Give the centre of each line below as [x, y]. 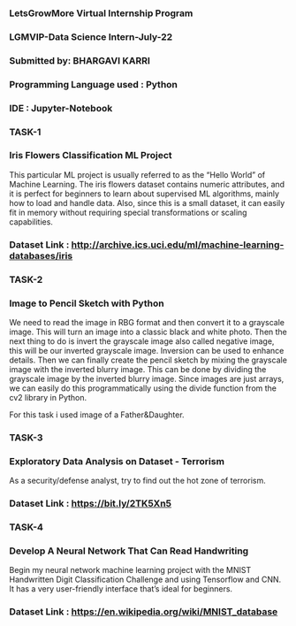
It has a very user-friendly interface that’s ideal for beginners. [121, 589]
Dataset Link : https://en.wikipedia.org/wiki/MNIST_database [144, 612]
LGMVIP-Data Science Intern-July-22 [91, 36]
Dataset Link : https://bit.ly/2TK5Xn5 [91, 504]
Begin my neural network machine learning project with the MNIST [130, 570]
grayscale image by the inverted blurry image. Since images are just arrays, [147, 378]
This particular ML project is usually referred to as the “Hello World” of [137, 174]
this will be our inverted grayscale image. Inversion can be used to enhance [147, 350]
